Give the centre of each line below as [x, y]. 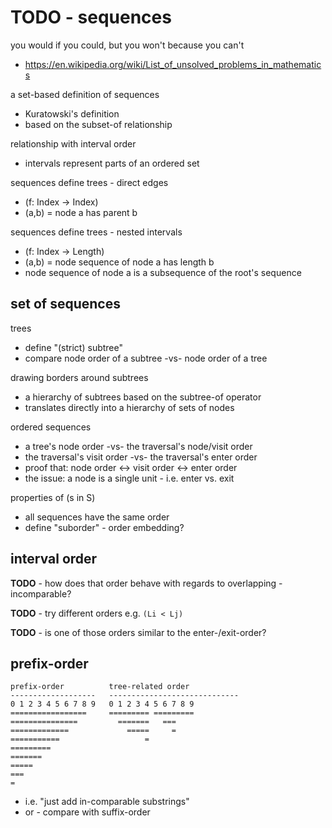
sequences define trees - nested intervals [96, 232]
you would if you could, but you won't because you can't [127, 45]
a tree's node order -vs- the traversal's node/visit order [138, 446]
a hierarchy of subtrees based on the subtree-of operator [143, 397]
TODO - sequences [91, 17]
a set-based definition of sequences [85, 94]
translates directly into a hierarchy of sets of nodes [129, 407]
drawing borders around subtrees [79, 377]
